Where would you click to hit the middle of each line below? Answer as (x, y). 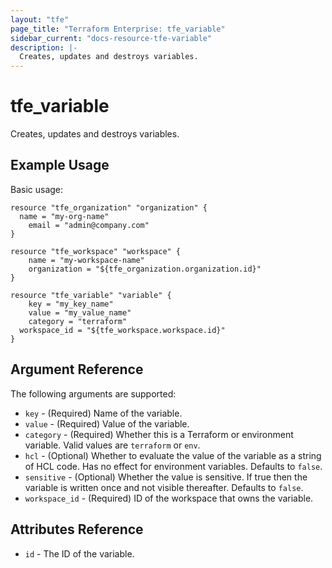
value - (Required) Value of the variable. (107, 423)
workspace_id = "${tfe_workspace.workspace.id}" (122, 330)
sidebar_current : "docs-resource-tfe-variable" (111, 38)
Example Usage (60, 165)
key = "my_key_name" (71, 304)
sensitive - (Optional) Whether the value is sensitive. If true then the (166, 477)
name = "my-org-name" (64, 216)
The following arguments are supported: (93, 393)
